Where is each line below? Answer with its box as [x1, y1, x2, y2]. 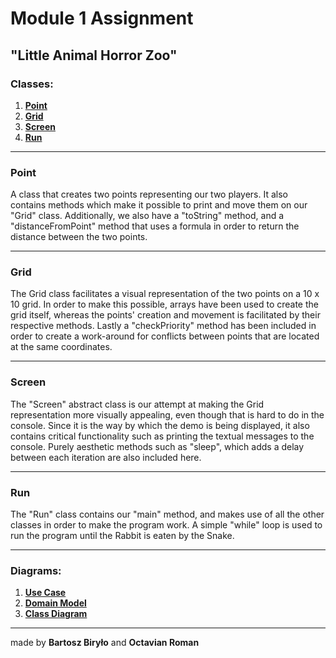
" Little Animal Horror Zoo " [10, 47, 178, 64]
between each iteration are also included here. [10, 451, 202, 463]
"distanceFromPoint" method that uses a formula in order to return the [10, 220, 300, 232]
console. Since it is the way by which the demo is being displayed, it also [10, 419, 310, 431]
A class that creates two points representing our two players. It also [10, 188, 288, 201]
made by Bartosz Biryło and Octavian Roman [10, 637, 200, 649]
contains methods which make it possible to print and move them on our [10, 199, 308, 211]
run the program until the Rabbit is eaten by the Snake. [10, 530, 235, 542]
